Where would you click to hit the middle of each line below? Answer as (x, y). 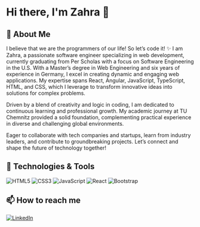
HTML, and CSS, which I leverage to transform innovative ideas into (90, 87)
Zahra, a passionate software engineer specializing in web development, (96, 55)
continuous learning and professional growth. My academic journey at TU (97, 111)
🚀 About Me (28, 34)
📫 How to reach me (44, 200)
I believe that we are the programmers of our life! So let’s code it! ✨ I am (95, 48)
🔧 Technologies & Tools (50, 167)
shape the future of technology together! (56, 148)
